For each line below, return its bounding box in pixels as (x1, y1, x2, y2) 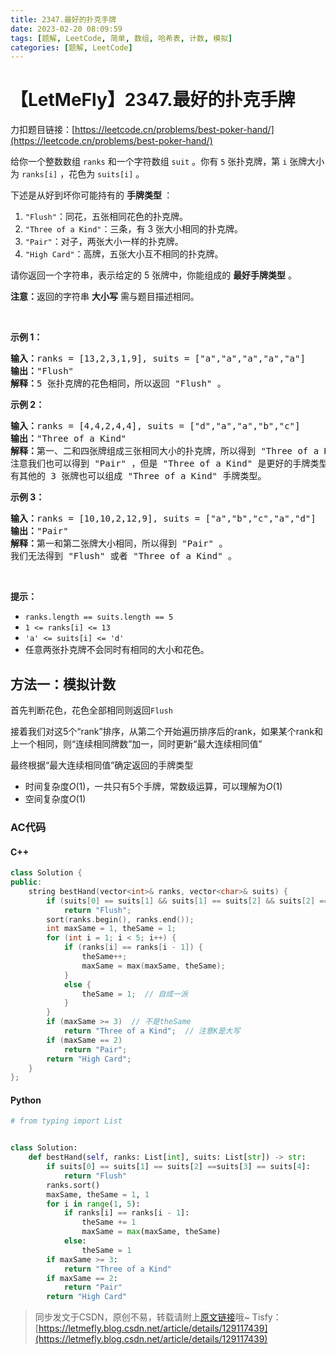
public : (10, 877, 43, 887)
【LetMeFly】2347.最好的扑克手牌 (10, 89, 296, 111)
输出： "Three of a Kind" (10, 433, 127, 445)
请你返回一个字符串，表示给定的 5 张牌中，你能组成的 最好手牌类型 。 (10, 269, 298, 281)
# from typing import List (10, 1116, 123, 1126)
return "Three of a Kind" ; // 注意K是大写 (63, 1026, 241, 1036)
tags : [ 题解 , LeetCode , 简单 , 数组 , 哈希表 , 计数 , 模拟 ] (10, 33, 233, 43)
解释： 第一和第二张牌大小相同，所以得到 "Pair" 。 (10, 538, 228, 550)
